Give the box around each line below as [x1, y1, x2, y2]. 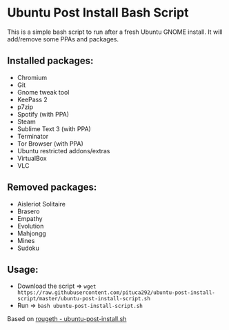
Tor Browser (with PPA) [17, 139, 84, 148]
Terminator [17, 132, 49, 140]
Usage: [7, 264, 39, 275]
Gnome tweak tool [17, 88, 70, 96]
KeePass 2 [17, 95, 48, 104]
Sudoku [17, 244, 39, 252]
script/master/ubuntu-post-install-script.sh [17, 295, 150, 302]
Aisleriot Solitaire [17, 200, 66, 208]
